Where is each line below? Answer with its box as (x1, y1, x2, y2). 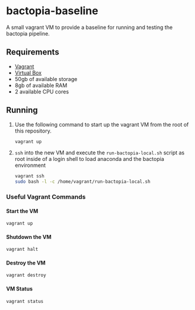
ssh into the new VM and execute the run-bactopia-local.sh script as (14, 149, 185, 156)
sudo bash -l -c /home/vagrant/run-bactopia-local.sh (14, 179, 151, 185)
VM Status (6, 285, 33, 292)
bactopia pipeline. (6, 30, 50, 37)
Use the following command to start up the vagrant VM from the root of (14, 121, 189, 128)
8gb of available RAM (14, 82, 68, 89)
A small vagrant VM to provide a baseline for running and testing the (6, 24, 173, 31)
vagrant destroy (6, 272, 46, 279)
